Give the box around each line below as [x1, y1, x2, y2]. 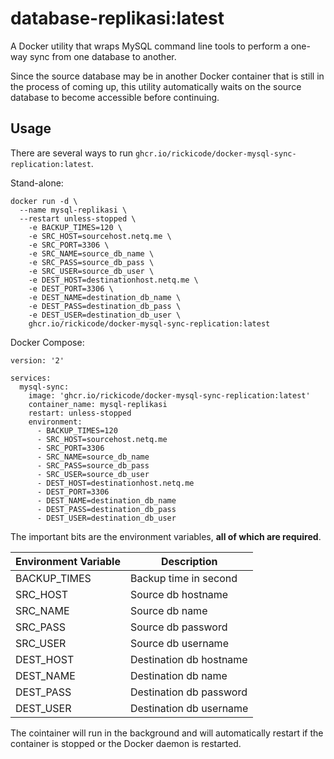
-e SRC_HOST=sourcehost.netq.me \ [28, 231, 172, 241]
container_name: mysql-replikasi [28, 399, 168, 409]
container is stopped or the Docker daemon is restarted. [10, 737, 242, 749]
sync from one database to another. [29, 50, 177, 62]
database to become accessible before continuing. [10, 91, 220, 103]
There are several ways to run [10, 147, 134, 159]
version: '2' [10, 355, 65, 366]
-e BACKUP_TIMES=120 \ [28, 222, 123, 232]
